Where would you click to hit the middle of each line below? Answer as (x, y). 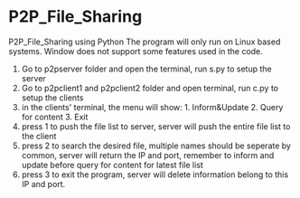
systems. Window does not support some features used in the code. (136, 51)
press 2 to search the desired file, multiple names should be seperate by (156, 146)
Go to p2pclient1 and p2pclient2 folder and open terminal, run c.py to (150, 88)
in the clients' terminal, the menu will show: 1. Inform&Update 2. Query (152, 107)
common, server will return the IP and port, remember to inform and (148, 155)
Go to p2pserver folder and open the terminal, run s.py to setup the (146, 69)
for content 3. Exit (55, 117)
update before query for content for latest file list (112, 165)
